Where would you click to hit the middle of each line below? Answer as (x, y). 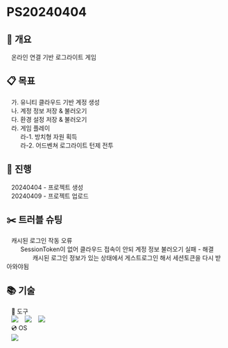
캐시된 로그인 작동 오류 (42, 241)
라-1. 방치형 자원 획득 (49, 136)
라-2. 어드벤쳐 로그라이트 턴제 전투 (67, 145)
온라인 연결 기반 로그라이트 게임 (54, 57)
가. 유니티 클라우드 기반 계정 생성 (55, 102)
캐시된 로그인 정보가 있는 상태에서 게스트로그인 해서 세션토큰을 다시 (123, 258)
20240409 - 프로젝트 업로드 (50, 196)
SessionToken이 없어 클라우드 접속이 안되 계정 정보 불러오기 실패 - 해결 (117, 249)
